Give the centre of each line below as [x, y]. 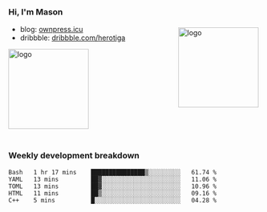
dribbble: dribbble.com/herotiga [73, 38]
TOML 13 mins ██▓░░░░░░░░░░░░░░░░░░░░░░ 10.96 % [113, 186]
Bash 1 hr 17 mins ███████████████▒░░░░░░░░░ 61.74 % [113, 172]
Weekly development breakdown [74, 156]
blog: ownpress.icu [51, 30]
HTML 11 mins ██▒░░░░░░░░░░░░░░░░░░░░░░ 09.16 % [113, 193]
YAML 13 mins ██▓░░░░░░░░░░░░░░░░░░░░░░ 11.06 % [113, 179]
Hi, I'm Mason [36, 12]
